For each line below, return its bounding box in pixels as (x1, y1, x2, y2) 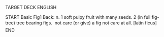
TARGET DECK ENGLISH (5, 5, 57, 10)
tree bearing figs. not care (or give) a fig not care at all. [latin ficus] (16, 20, 157, 26)
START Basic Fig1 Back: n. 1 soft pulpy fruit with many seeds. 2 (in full (5, 14, 151, 20)
